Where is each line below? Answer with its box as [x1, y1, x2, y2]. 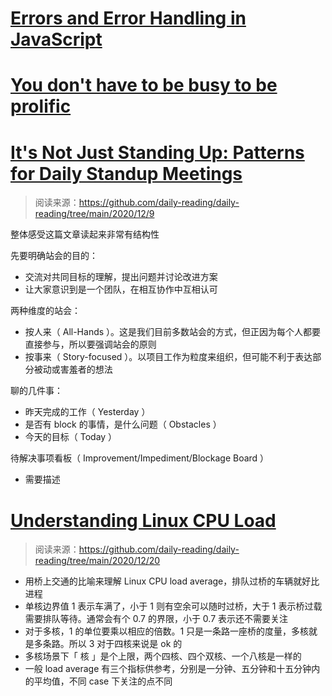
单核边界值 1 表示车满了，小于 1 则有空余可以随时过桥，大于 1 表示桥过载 [24, 600, 323, 612]
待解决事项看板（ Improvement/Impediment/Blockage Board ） [10, 452, 270, 464]
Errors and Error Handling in [10, 7, 247, 30]
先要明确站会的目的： [10, 250, 98, 262]
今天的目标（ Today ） [24, 431, 118, 443]
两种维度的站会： [10, 305, 81, 317]
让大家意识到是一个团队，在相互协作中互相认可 [24, 283, 218, 296]
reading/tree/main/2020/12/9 [34, 208, 155, 220]
